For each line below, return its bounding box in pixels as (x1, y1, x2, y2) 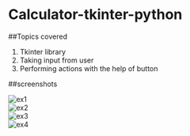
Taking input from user (19, 55, 94, 65)
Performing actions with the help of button (19, 63, 158, 73)
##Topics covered (8, 32, 68, 41)
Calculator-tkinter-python (8, 6, 183, 24)
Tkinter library (19, 47, 66, 56)
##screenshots (8, 79, 58, 89)
